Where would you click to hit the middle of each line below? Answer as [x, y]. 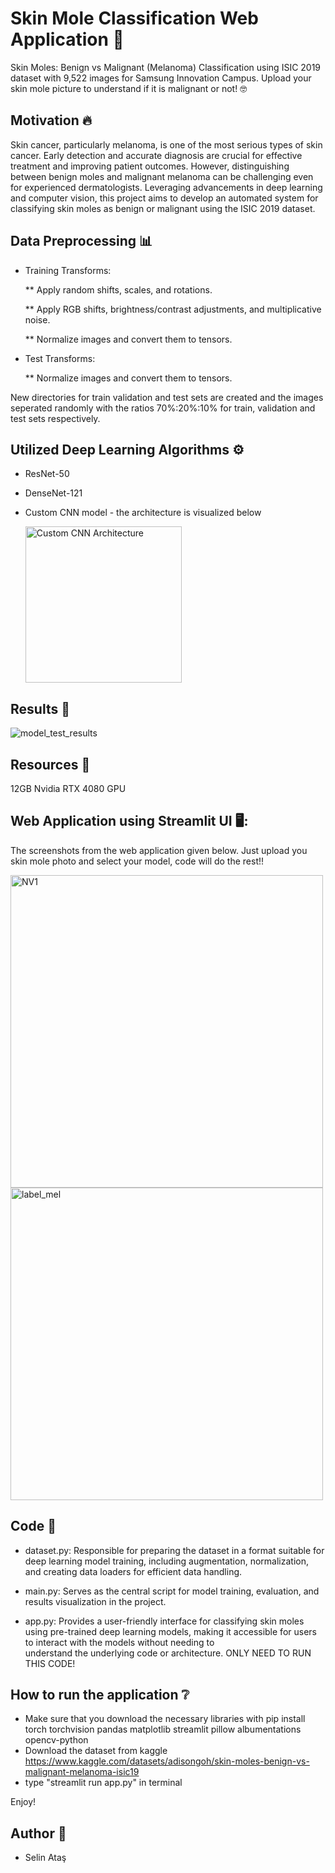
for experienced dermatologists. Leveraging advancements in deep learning [166, 187]
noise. [37, 319]
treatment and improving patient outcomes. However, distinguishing [150, 166]
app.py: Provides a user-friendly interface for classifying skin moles [164, 1621]
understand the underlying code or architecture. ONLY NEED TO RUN [168, 1653]
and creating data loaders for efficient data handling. [133, 1571]
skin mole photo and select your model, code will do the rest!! [137, 861]
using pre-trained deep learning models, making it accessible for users [170, 1631]
